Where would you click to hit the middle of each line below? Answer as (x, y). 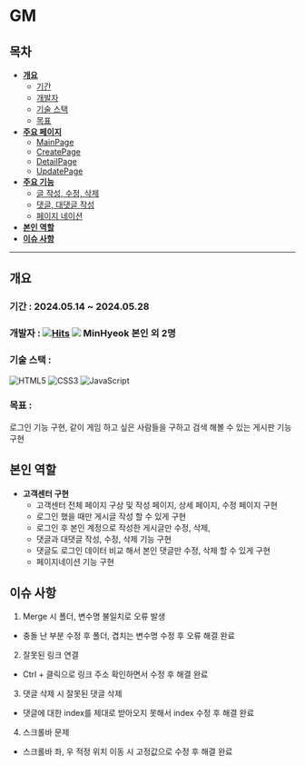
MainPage (55, 142)
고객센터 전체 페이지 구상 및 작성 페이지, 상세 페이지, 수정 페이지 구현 (157, 504)
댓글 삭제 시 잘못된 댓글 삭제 (72, 694)
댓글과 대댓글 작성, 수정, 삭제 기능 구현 (104, 539)
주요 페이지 (42, 132)
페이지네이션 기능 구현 (75, 562)
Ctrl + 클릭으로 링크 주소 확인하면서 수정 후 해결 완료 (115, 674)
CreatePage (59, 152)
